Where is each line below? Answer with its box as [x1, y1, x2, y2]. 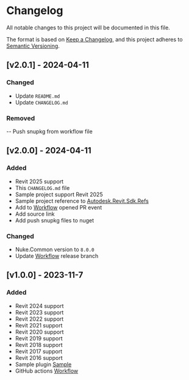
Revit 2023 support [15, 309, 64, 316]
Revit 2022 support [15, 315, 64, 323]
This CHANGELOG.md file [15, 184, 70, 191]
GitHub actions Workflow [15, 367, 79, 375]
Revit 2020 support [15, 328, 64, 335]
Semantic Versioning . [6, 42, 60, 49]
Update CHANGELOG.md [15, 98, 68, 106]
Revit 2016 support [15, 354, 63, 361]
